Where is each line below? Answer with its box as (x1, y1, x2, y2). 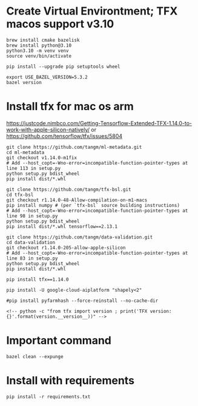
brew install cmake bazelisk (6, 37, 80, 43)
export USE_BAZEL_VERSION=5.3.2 (6, 74, 88, 80)
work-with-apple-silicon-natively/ (6, 126, 90, 133)
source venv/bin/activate (6, 53, 71, 59)
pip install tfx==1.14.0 (6, 277, 69, 283)
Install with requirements (6, 374, 135, 387)
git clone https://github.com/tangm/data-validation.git (6, 234, 153, 240)
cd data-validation (6, 239, 56, 246)
